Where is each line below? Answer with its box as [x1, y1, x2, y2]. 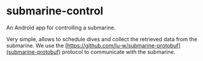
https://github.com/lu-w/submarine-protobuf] [67, 42, 181, 49]
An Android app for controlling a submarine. [6, 24, 116, 31]
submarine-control [6, 4, 104, 18]
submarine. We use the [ [6, 42, 68, 49]
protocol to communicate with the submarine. [62, 48, 176, 55]
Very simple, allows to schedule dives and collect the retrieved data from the [6, 35, 198, 42]
